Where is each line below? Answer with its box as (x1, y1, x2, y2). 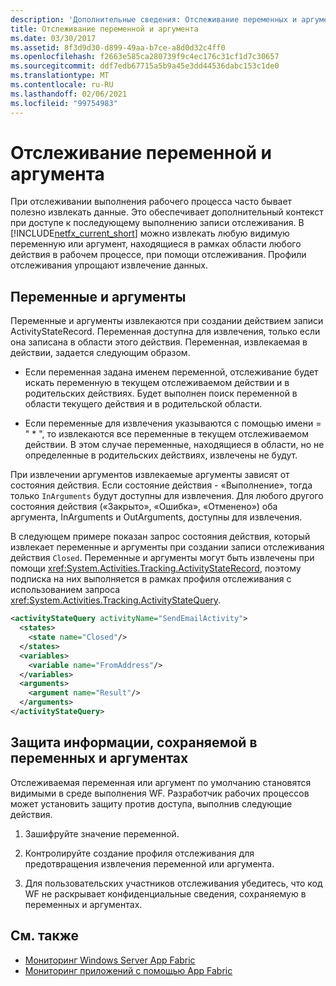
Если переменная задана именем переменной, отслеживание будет (24, 366, 319, 378)
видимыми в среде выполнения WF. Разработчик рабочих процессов (10, 787, 310, 799)
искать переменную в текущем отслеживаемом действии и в (24, 377, 290, 389)
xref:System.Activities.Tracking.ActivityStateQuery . (10, 594, 222, 606)
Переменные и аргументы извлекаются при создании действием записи (10, 315, 324, 327)
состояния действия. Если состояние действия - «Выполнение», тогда (10, 479, 313, 491)
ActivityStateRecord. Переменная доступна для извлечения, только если (10, 326, 321, 338)
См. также (10, 927, 80, 945)
